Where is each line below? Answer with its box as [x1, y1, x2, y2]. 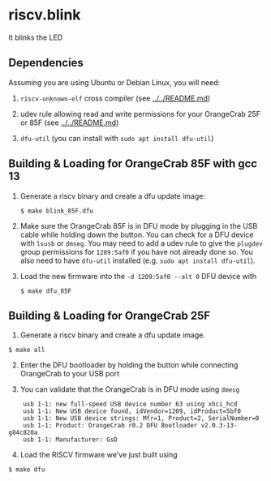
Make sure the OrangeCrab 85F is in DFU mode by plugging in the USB [19, 221, 258, 230]
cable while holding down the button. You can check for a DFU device [19, 230, 254, 239]
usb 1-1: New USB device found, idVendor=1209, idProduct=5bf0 [23, 407, 242, 415]
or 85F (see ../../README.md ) [19, 118, 119, 127]
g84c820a [8, 428, 38, 437]
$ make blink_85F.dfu [19, 207, 93, 215]
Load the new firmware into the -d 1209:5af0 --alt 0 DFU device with [19, 271, 257, 281]
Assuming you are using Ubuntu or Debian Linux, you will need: [8, 77, 221, 87]
